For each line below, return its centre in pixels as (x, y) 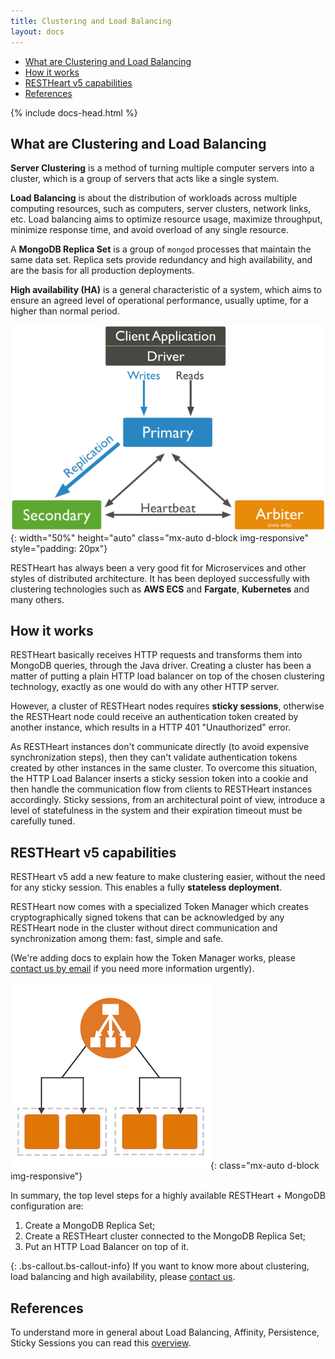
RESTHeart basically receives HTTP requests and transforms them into (156, 655)
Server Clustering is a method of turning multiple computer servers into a (162, 168)
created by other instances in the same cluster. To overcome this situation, (164, 768)
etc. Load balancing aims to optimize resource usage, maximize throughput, (166, 219)
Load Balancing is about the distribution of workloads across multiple (154, 198)
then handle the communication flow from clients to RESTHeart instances (161, 789)
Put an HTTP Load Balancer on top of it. (107, 1247)
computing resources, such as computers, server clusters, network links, (161, 209)
